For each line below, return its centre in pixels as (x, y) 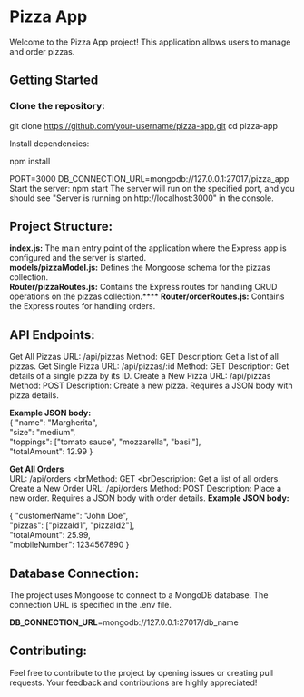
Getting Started (54, 80)
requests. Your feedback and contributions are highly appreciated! (133, 682)
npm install (30, 161)
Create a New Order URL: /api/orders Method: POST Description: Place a (146, 489)
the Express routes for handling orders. (83, 306)
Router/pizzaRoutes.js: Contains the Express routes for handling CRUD (143, 287)
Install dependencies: (49, 144)
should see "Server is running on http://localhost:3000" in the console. (142, 198)
